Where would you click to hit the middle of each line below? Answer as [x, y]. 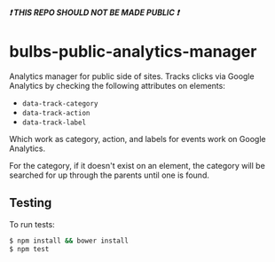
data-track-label [54, 123]
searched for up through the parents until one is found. [110, 175]
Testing [31, 203]
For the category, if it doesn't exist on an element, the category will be [137, 165]
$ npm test [29, 249]
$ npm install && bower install [69, 241]
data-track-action [56, 113]
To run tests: [32, 224]
